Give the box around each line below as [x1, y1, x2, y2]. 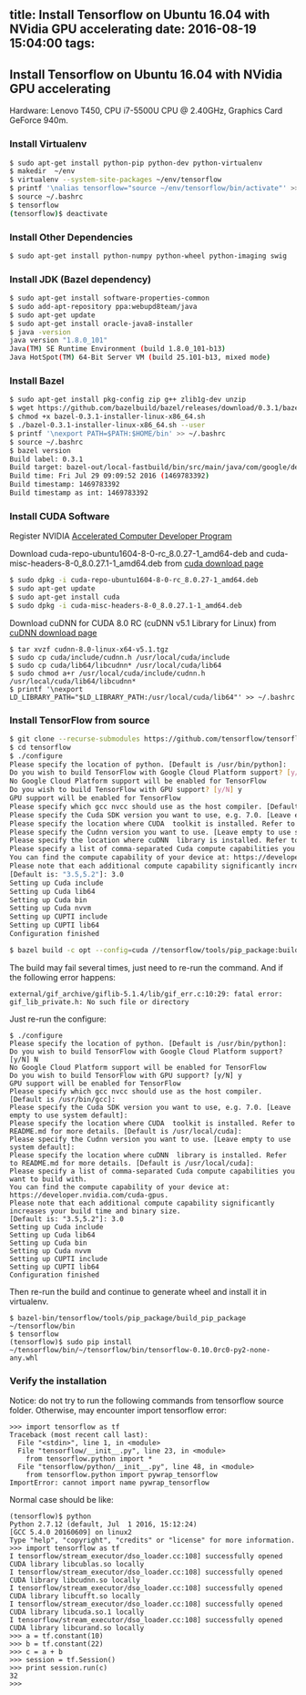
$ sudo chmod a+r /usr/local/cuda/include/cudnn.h [9, 669, 206, 678]
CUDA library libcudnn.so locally [9, 1576, 141, 1585]
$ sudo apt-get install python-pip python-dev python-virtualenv [9, 159, 262, 168]
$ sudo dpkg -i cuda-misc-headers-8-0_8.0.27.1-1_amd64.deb [9, 601, 243, 610]
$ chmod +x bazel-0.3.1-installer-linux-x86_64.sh [9, 412, 206, 422]
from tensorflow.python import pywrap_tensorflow [25, 1471, 219, 1480]
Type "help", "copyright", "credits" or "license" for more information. [9, 1536, 296, 1546]
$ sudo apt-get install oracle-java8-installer [9, 319, 194, 328]
